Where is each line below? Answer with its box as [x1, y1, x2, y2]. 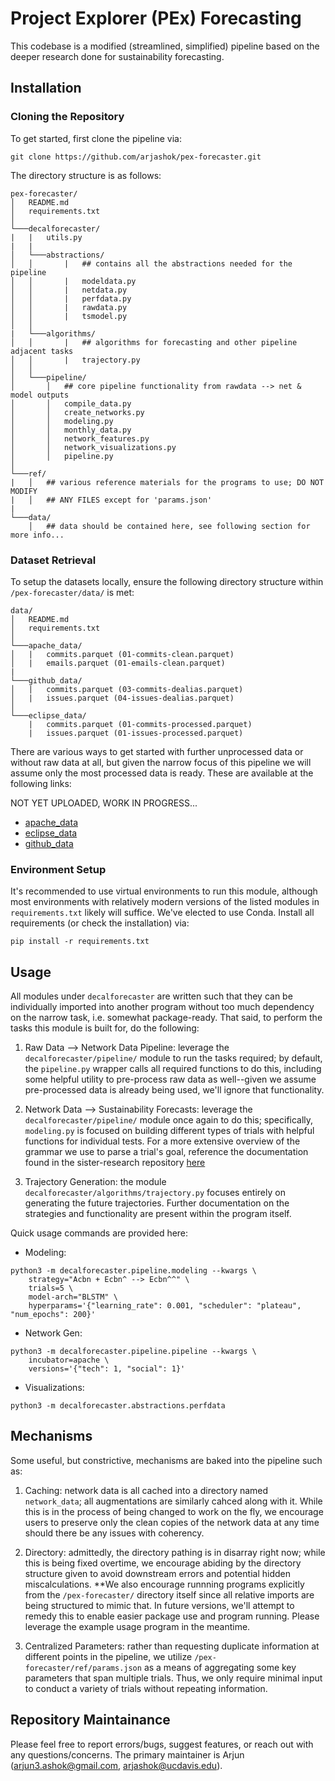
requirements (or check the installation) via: [10, 917, 190, 929]
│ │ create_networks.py [10, 407, 145, 417]
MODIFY [10, 486, 38, 496]
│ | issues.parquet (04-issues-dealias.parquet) [10, 693, 235, 703]
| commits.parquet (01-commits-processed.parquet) [28, 719, 253, 729]
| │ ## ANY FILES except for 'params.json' [10, 495, 213, 505]
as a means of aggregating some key [143, 1661, 297, 1673]
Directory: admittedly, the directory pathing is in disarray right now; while [24, 1546, 326, 1558]
